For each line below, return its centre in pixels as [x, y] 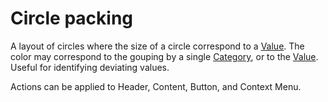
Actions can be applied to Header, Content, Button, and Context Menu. [156, 86]
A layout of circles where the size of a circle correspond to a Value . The [157, 46]
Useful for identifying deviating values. [90, 67]
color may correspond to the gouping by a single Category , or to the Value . [164, 56]
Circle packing [71, 18]
